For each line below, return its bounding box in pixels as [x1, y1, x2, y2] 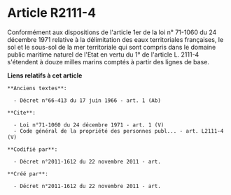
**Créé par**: [7, 170, 49, 178]
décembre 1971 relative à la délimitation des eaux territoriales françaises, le [7, 35, 224, 43]
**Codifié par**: [7, 145, 58, 153]
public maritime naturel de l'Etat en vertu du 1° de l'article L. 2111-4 [7, 50, 199, 59]
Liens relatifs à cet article [7, 71, 83, 80]
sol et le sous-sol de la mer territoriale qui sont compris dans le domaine [7, 43, 216, 51]
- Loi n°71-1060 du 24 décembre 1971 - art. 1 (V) [13, 121, 164, 129]
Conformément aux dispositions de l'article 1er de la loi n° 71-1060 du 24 [7, 28, 217, 36]
